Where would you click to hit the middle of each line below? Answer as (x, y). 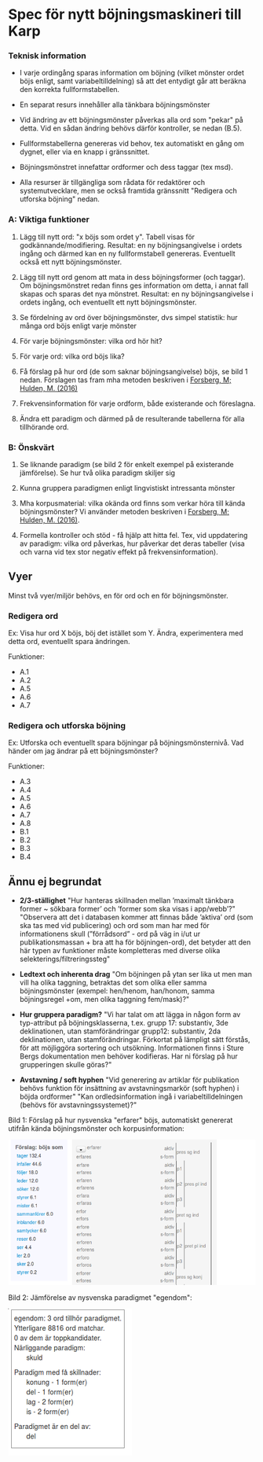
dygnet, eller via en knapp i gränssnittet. (84, 152)
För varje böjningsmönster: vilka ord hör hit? (91, 341)
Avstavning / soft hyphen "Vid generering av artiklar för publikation (129, 1080)
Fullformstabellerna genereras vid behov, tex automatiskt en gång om (132, 144)
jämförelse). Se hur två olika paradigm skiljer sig (97, 473)
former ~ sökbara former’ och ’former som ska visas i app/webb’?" (127, 909)
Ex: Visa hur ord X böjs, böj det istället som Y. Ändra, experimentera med (126, 633)
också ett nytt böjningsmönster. (71, 262)
